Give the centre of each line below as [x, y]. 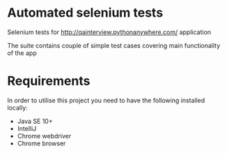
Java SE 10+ [35, 121]
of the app [22, 53]
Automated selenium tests [85, 13]
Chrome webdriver [44, 136]
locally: [17, 107]
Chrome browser [41, 143]
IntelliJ [27, 128]
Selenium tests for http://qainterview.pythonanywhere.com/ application [109, 32]
